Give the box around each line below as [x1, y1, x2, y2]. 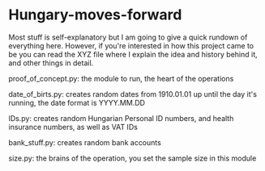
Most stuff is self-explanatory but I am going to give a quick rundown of [8, 32, 248, 42]
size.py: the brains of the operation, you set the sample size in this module [8, 153, 257, 163]
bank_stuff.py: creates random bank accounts [8, 137, 162, 147]
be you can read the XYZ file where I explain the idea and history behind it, [8, 49, 258, 59]
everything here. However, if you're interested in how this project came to [8, 40, 254, 50]
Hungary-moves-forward [8, 6, 182, 24]
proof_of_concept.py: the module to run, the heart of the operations [8, 73, 234, 83]
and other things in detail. [8, 58, 94, 68]
